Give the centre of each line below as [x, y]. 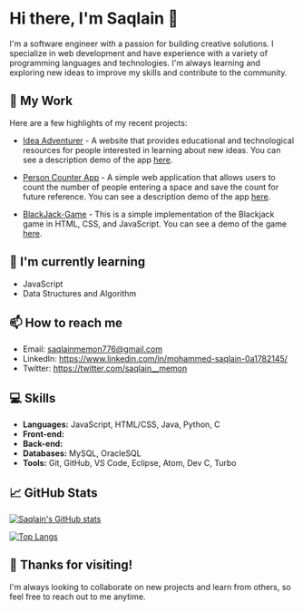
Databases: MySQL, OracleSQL [82, 453]
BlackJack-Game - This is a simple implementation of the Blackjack [148, 214]
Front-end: [44, 434]
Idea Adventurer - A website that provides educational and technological [158, 141]
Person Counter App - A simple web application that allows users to [149, 177]
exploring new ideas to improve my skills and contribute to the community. [148, 73]
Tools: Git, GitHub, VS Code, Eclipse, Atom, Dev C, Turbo [129, 463]
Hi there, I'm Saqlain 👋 [94, 19]
